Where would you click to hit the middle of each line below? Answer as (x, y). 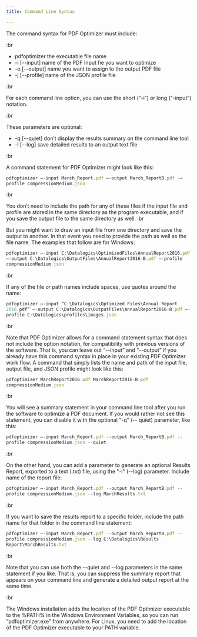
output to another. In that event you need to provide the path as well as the (96, 236)
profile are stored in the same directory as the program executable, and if (95, 212)
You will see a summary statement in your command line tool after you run (96, 408)
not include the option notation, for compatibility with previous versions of (96, 343)
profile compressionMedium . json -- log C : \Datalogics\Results (83, 539)
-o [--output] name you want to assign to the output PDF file (88, 69)
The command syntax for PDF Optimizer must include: (72, 34)
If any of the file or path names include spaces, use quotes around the (91, 287)
